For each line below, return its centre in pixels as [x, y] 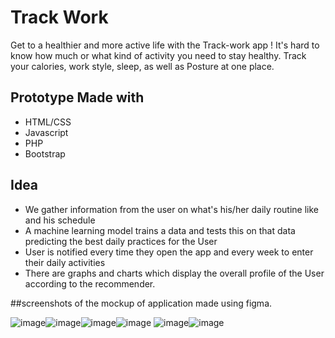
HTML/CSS [48, 122]
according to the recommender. [90, 283]
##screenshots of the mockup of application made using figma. [141, 303]
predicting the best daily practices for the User [121, 241]
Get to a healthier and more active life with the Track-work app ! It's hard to [165, 45]
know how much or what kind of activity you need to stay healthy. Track [158, 55]
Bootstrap [45, 153]
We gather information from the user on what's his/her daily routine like [171, 209]
